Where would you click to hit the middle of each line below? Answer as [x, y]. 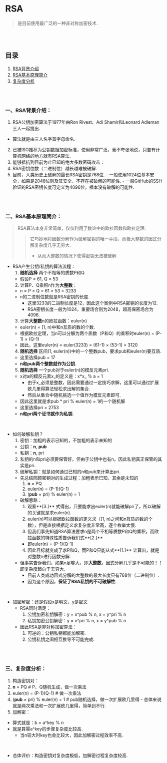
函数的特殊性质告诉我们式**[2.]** [67, 538]
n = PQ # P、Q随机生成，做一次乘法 [49, 687]
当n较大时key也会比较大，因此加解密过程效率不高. [71, 735]
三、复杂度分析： [26, 669]
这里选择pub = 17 [37, 357]
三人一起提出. [26, 129]
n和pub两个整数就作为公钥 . [48, 364]
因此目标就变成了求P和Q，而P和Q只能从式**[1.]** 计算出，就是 [93, 550]
